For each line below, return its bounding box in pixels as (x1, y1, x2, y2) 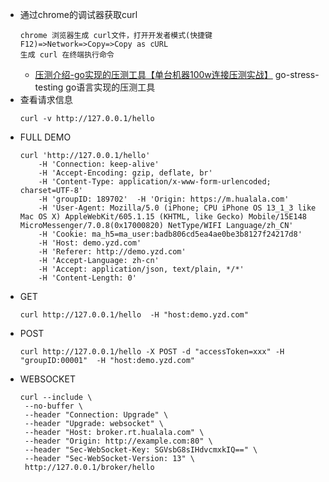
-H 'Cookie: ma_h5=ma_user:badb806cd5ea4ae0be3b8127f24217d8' (38, 229, 303, 239)
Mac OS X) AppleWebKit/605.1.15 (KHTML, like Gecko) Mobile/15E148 (19, 212, 307, 222)
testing (34, 81, 64, 93)
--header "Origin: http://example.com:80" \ (24, 436, 213, 446)
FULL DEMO (19, 131, 72, 143)
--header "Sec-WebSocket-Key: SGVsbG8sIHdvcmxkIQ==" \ (24, 445, 258, 455)
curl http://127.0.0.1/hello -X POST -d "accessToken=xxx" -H (19, 347, 285, 357)
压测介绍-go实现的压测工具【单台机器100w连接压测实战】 (34, 69, 273, 80)
